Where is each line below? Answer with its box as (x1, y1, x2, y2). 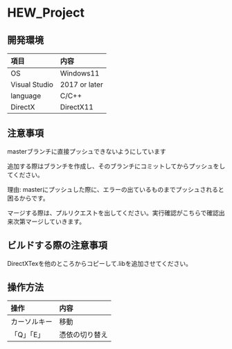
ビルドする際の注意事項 (7, 240, 107, 251)
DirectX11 (60, 102, 93, 111)
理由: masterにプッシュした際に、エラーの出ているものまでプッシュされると (7, 185, 224, 193)
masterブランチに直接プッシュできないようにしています (7, 147, 166, 155)
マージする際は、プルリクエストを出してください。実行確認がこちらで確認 (7, 208, 220, 217)
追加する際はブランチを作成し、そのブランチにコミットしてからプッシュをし (7, 161, 226, 170)
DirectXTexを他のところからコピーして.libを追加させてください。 (7, 259, 193, 267)
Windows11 (60, 69, 100, 78)
